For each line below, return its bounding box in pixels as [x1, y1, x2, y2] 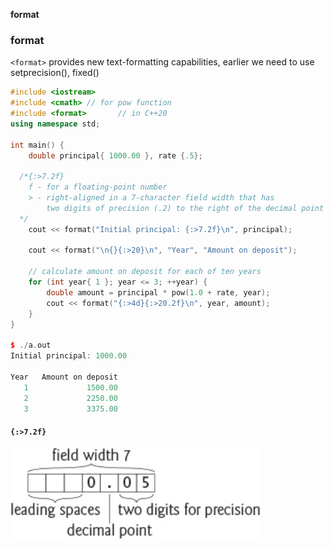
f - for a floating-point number [28, 182, 168, 193]
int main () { [10, 140, 65, 150]
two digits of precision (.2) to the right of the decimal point [46, 203, 325, 213]
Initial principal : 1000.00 [10, 351, 128, 361]
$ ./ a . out [10, 340, 52, 351]
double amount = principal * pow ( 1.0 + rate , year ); [46, 287, 271, 298]
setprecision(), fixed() [10, 67, 100, 79]
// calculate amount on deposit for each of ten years [28, 267, 262, 277]
